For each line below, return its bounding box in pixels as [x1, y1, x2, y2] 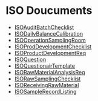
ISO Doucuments [5, 4, 93, 18]
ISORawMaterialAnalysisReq [14, 68, 85, 76]
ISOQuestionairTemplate [14, 62, 75, 70]
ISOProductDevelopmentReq [14, 49, 86, 56]
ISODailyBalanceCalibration [14, 30, 83, 37]
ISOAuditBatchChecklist [14, 24, 74, 31]
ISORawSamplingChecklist [14, 75, 81, 82]
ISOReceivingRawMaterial [14, 81, 79, 88]
